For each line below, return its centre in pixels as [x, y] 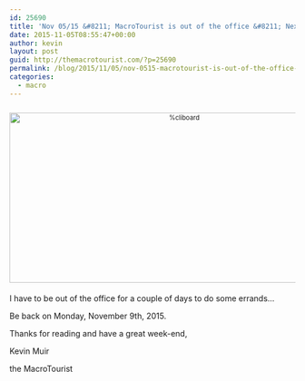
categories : [32, 77]
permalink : [30, 69]
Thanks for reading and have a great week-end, [98, 334]
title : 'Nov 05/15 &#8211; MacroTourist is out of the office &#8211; [146, 26]
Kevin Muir [30, 351]
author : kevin [36, 43]
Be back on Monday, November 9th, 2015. [88, 316]
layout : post [34, 52]
